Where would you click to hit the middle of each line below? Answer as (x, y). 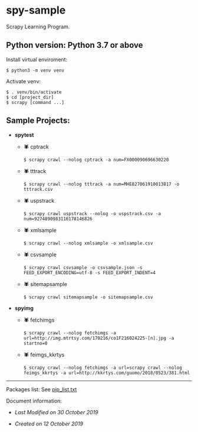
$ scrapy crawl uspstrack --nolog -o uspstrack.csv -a (92, 213)
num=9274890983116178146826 (58, 219)
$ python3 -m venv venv (35, 70)
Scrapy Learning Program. (38, 27)
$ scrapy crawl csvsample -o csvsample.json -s (83, 267)
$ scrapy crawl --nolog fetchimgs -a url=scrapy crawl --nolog (103, 368)
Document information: (34, 401)
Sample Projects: (38, 121)
